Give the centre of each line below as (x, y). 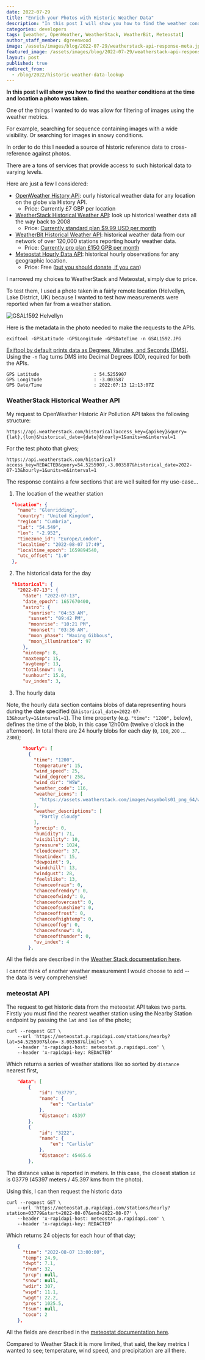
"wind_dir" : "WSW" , (58, 783)
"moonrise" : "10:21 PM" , (60, 624)
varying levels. (25, 172)
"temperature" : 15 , (58, 766)
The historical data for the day (53, 574)
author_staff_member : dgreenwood (49, 40)
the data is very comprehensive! (47, 977)
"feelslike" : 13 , (56, 880)
